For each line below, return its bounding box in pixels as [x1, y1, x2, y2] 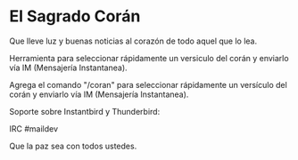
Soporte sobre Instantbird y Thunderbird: [9, 106, 161, 116]
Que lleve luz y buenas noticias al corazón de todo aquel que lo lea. [9, 36, 257, 46]
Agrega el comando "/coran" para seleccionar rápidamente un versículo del [9, 79, 287, 90]
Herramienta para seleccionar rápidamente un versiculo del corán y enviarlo [9, 52, 289, 63]
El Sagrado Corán [9, 6, 141, 27]
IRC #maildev [9, 123, 59, 134]
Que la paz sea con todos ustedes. [9, 140, 137, 151]
